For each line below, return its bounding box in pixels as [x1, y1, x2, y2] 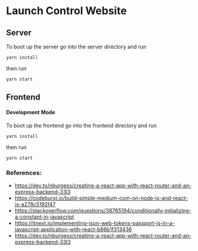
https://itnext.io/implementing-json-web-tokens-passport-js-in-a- [14, 219, 175, 226]
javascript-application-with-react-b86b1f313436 [14, 226, 133, 233]
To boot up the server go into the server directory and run [6, 43, 146, 50]
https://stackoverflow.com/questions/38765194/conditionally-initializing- [14, 207, 192, 214]
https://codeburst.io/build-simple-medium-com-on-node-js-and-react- [14, 194, 189, 202]
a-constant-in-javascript [14, 213, 74, 220]
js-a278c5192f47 [14, 200, 56, 207]
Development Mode [6, 108, 55, 115]
